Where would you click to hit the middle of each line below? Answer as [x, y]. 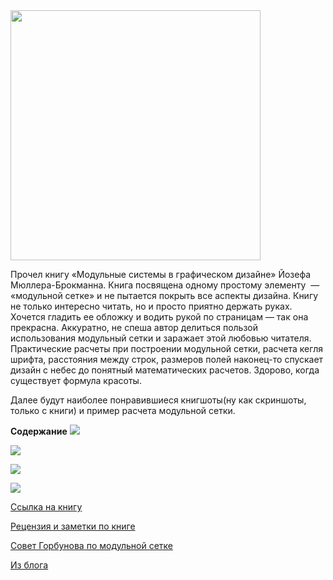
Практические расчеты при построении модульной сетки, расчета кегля [166, 348]
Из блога [29, 565]
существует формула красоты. [76, 380]
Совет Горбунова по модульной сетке [91, 545]
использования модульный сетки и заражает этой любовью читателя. [161, 338]
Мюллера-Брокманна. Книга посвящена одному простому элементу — [165, 285]
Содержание [39, 431]
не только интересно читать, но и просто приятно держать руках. [151, 306]
